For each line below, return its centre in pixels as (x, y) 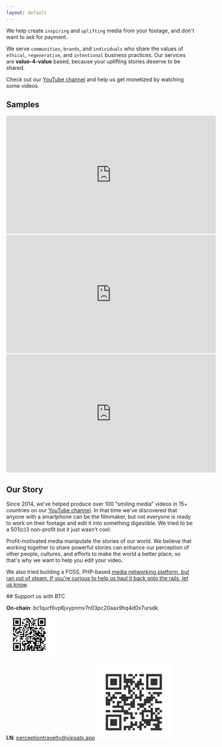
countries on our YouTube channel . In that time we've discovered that (92, 510)
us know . (17, 585)
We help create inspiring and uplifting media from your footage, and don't (100, 31)
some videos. (23, 86)
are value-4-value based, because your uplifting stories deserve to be (93, 61)
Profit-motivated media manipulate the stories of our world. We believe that (99, 541)
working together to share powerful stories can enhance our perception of (98, 548)
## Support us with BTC (36, 596)
